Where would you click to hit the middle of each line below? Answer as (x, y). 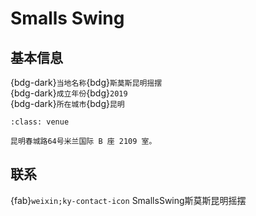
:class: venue (40, 122)
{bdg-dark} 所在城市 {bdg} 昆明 (67, 103)
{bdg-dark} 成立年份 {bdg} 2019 (69, 93)
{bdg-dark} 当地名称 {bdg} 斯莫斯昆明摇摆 (86, 82)
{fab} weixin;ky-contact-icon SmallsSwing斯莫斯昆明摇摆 (128, 200)
